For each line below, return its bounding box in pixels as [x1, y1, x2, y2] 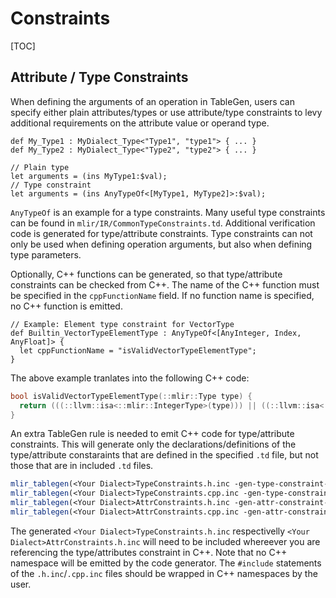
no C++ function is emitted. [10, 300, 123, 312]
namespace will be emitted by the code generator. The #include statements [10, 557, 322, 569]
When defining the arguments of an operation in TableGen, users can [10, 95, 295, 107]
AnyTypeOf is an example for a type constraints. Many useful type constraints [10, 206, 326, 218]
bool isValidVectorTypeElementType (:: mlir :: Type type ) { [10, 391, 253, 401]
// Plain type [10, 162, 70, 172]
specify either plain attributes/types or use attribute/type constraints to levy [10, 106, 323, 118]
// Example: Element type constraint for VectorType [10, 319, 235, 329]
